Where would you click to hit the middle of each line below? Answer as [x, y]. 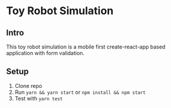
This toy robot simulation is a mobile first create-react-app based [86, 47]
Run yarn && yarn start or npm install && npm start [80, 92]
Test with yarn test [39, 98]
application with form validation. [45, 53]
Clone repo [28, 86]
